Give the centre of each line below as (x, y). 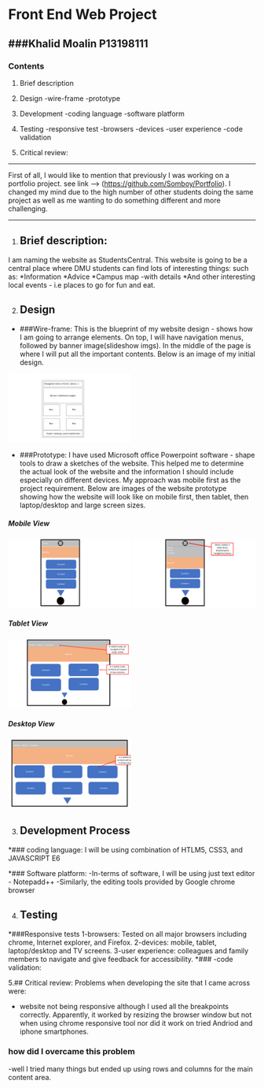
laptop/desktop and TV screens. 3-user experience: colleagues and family (128, 950)
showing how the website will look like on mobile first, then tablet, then (134, 497)
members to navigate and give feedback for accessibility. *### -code (121, 959)
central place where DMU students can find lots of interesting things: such (128, 268)
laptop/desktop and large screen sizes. (82, 505)
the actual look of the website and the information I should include (126, 472)
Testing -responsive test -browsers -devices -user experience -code (131, 128)
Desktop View (31, 723)
